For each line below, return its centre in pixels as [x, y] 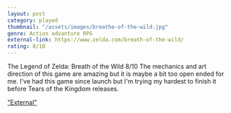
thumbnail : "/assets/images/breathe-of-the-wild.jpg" [88, 27]
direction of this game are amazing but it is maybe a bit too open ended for [115, 74]
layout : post [26, 14]
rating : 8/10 [26, 46]
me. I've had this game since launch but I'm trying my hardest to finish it [112, 81]
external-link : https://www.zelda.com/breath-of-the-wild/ [96, 40]
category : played [33, 20]
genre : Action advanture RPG [50, 33]
